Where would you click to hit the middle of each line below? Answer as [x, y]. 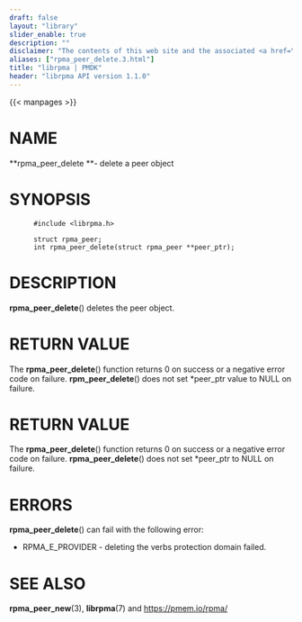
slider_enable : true [48, 34]
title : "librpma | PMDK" [56, 68]
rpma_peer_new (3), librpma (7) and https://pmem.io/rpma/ [119, 608]
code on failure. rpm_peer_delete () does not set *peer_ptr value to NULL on [151, 378]
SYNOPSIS [50, 199]
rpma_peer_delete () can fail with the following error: [107, 530]
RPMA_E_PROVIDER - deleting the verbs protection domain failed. [144, 547]
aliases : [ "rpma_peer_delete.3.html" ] [82, 59]
